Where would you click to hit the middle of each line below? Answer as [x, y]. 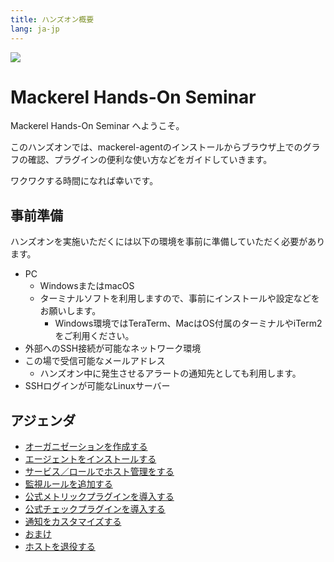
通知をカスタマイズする [73, 522]
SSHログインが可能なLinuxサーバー [97, 386]
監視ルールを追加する [68, 484]
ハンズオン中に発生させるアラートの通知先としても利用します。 [170, 373]
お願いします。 [70, 311]
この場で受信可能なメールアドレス [95, 361]
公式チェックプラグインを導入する [95, 509]
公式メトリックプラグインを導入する [99, 497]
